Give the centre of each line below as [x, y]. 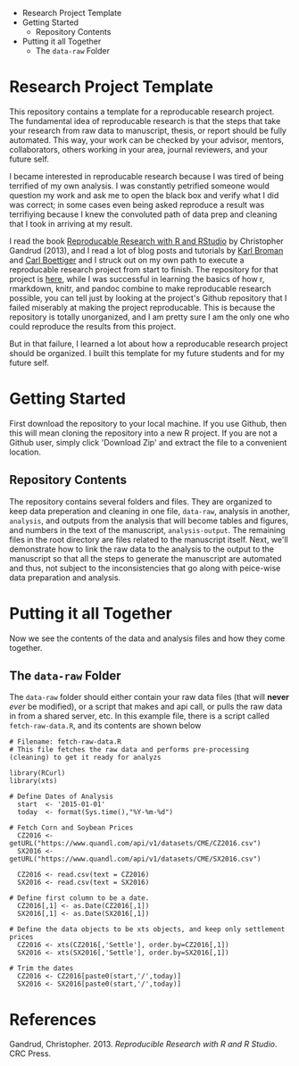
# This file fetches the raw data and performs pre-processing [129, 750]
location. [25, 452]
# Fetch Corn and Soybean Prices [71, 828]
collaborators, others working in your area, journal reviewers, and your [138, 149]
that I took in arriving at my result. [71, 223]
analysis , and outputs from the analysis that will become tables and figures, [149, 521]
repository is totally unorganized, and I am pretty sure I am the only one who [149, 317]
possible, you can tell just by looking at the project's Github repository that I [148, 297]
